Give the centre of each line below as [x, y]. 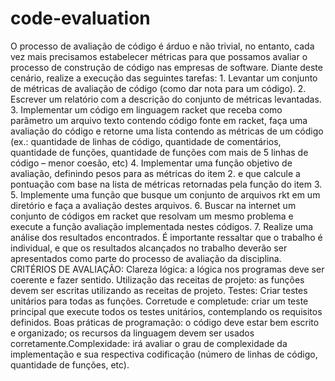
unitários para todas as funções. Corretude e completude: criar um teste [159, 301]
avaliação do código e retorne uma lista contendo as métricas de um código [167, 131]
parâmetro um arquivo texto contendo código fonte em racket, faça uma [159, 120]
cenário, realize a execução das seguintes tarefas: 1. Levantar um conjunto [164, 78]
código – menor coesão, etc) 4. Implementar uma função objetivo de [151, 163]
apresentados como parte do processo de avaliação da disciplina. [146, 258]
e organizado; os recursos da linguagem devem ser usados [132, 333]
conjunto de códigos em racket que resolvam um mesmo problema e [152, 216]
